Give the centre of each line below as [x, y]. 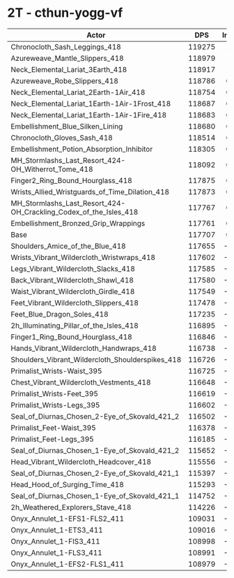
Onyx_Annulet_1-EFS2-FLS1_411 [67, 564]
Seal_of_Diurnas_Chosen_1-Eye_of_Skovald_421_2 [95, 450]
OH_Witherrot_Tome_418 [52, 169]
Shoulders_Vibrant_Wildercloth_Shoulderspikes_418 [96, 359]
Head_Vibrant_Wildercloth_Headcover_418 [81, 461]
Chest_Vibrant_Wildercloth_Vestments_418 [81, 382]
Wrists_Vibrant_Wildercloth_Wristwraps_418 [83, 257]
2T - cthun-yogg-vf [65, 13]
